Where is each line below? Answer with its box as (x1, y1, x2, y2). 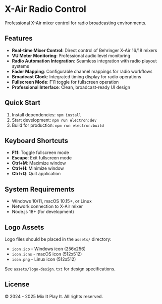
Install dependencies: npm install (11, 111, 81, 117)
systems (11, 63, 29, 69)
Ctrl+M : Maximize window (11, 160, 66, 166)
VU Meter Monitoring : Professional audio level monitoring (11, 52, 131, 58)
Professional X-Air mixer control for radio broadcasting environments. (4, 20, 147, 26)
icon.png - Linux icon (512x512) (11, 256, 76, 262)
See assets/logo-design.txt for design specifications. (4, 266, 116, 272)
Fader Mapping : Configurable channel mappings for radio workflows (11, 68, 153, 74)
